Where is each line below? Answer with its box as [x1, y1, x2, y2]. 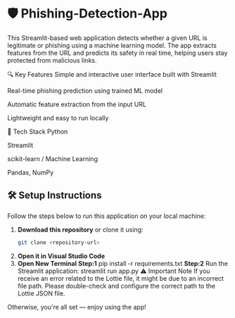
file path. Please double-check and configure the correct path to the [17, 281, 216, 290]
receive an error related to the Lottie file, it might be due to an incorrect [17, 274, 224, 282]
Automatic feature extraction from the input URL [7, 100, 146, 108]
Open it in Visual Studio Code [17, 251, 106, 260]
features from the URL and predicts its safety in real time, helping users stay [7, 49, 228, 57]
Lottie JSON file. [17, 289, 65, 298]
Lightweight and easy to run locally [7, 113, 109, 122]
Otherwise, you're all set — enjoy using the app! [7, 303, 146, 311]
